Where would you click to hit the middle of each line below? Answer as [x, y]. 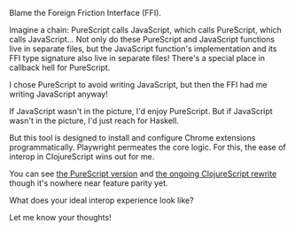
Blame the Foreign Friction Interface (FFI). [85, 13]
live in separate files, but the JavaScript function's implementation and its [143, 49]
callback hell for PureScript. [60, 67]
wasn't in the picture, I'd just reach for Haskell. [94, 120]
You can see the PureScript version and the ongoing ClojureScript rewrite [143, 173]
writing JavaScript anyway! [59, 94]
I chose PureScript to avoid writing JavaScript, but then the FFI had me [138, 85]
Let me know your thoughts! [61, 217]
